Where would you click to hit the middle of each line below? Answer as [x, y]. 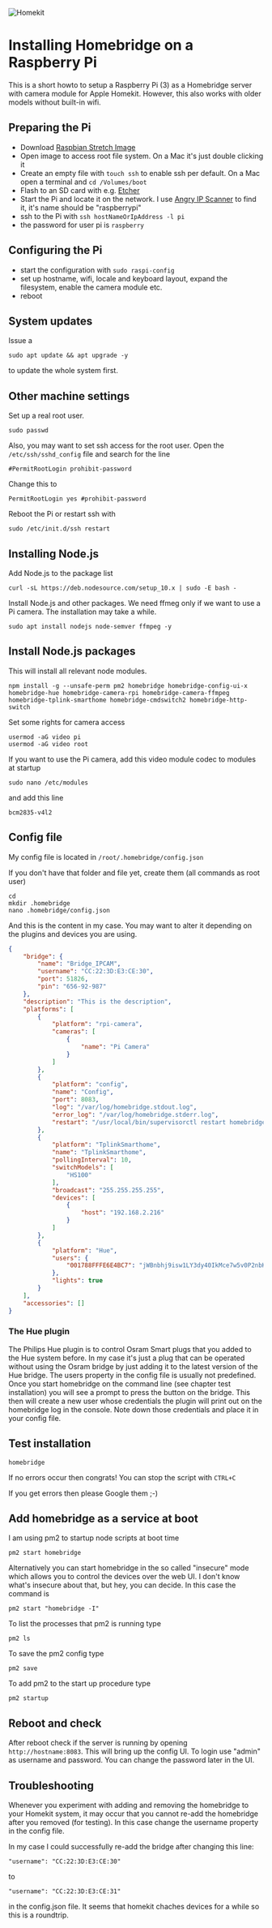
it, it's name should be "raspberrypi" [81, 208]
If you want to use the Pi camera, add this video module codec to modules [132, 759]
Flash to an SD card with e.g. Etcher [80, 190]
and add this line [36, 797]
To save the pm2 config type [56, 1654]
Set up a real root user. [47, 416]
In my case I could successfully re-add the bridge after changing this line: [131, 1847]
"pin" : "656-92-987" [72, 986]
